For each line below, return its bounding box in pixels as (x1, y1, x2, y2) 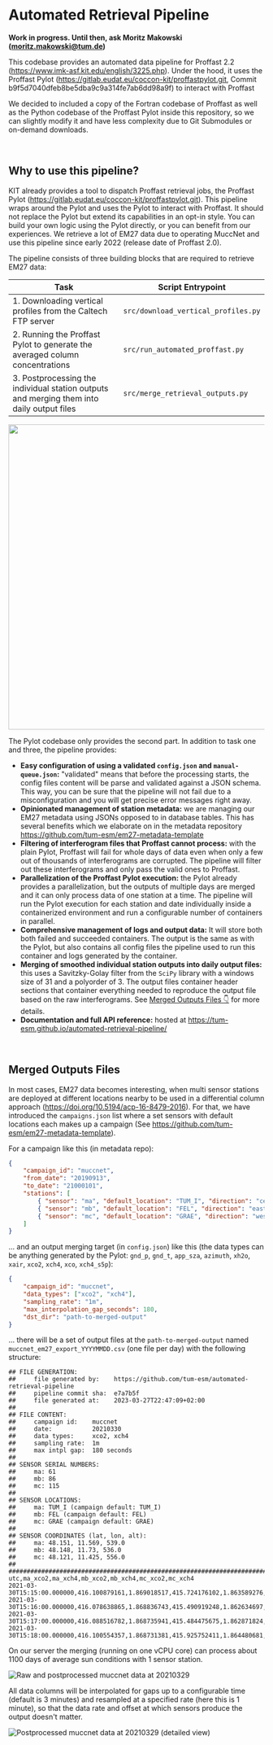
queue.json (19, 771, 58, 779)
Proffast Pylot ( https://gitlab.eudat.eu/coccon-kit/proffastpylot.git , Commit (8, 74, 258, 84)
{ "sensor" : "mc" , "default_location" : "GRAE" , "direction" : (37, 1212, 249, 1220)
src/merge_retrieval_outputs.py (123, 388, 249, 398)
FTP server (12, 315, 55, 326)
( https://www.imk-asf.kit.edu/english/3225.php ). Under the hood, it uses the (8, 65, 262, 75)
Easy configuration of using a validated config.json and (19, 760, 213, 770)
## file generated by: (8, 1375, 100, 1384)
